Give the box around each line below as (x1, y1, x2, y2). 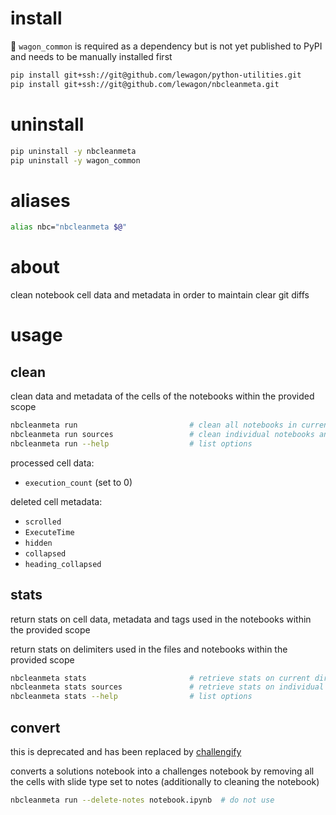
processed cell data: (10, 457, 95, 469)
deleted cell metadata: (10, 495, 103, 507)
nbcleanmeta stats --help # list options (10, 692, 253, 702)
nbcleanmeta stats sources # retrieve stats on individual (10, 682, 325, 692)
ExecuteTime (24, 527, 75, 537)
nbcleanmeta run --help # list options (10, 438, 253, 449)
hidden (24, 538, 53, 548)
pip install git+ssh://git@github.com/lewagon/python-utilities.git (10, 70, 302, 80)
